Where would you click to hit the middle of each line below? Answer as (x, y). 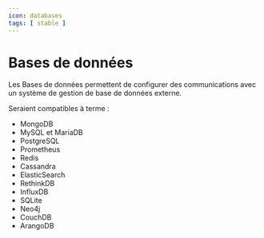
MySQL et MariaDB (52, 133)
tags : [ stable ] (37, 23)
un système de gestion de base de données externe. (95, 93)
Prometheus (40, 149)
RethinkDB (37, 184)
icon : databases (35, 16)
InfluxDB (34, 192)
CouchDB (36, 217)
